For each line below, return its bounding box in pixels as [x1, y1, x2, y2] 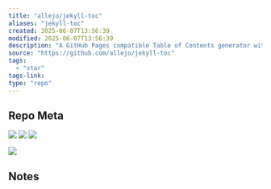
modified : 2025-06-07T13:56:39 [8, 34, 114, 43]
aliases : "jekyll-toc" [8, 19, 85, 27]
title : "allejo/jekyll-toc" [8, 11, 103, 20]
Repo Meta [8, 109, 65, 122]
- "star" [15, 64, 45, 72]
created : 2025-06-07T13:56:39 [8, 27, 110, 35]
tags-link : [8, 72, 45, 80]
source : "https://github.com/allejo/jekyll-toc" [8, 49, 175, 57]
